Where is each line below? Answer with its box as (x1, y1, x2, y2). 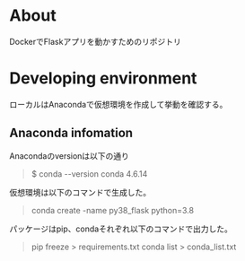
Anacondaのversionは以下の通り (9, 150, 130, 161)
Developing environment (9, 68, 197, 89)
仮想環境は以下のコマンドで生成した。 (9, 187, 151, 197)
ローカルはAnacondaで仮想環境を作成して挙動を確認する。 (9, 99, 228, 109)
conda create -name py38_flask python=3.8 (31, 204, 195, 215)
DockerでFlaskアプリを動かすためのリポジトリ (9, 36, 181, 47)
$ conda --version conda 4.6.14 (31, 168, 148, 179)
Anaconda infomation (9, 126, 133, 141)
